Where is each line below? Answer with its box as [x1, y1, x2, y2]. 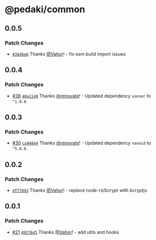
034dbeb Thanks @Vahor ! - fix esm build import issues [12, 51, 126, 57]
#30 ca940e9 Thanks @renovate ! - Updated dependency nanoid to [12, 140, 151, 146]
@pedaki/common [5, 4, 85, 15]
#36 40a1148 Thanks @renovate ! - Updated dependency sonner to [12, 93, 151, 99]
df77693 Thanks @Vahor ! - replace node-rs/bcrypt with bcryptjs [12, 187, 147, 193]
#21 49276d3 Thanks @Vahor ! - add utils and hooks [12, 229, 119, 235]
